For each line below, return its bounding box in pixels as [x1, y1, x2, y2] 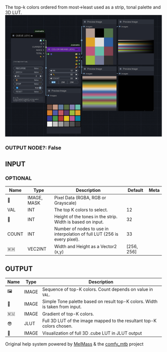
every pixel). [54, 236, 80, 243]
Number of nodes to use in [54, 226, 109, 232]
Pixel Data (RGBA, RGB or [54, 194, 106, 200]
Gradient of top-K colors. [42, 311, 94, 317]
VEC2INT [27, 246, 47, 252]
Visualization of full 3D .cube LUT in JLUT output [42, 330, 142, 336]
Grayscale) [54, 200, 77, 206]
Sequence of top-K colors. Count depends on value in [42, 286, 153, 292]
